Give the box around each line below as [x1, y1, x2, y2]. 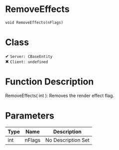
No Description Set [45, 136, 90, 143]
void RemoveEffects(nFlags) [5, 20, 64, 25]
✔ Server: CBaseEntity [5, 53, 53, 59]
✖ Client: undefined [5, 58, 48, 64]
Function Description [5, 76, 94, 87]
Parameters [5, 110, 55, 121]
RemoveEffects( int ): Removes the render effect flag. [5, 92, 115, 98]
